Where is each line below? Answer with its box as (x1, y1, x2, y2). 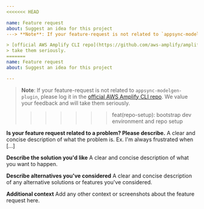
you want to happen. (6, 160, 58, 167)
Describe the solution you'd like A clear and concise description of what (6, 154, 189, 161)
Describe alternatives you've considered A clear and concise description (6, 172, 192, 179)
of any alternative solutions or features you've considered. (6, 178, 153, 185)
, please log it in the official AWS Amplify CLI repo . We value (37, 93, 188, 100)
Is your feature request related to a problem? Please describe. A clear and (6, 129, 195, 136)
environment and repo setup (112, 118, 183, 125)
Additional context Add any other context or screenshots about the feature (6, 190, 195, 197)
